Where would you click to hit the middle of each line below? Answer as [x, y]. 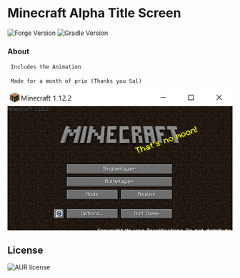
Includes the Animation [46, 67]
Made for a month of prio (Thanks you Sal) [76, 81]
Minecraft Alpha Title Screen [94, 13]
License [25, 250]
